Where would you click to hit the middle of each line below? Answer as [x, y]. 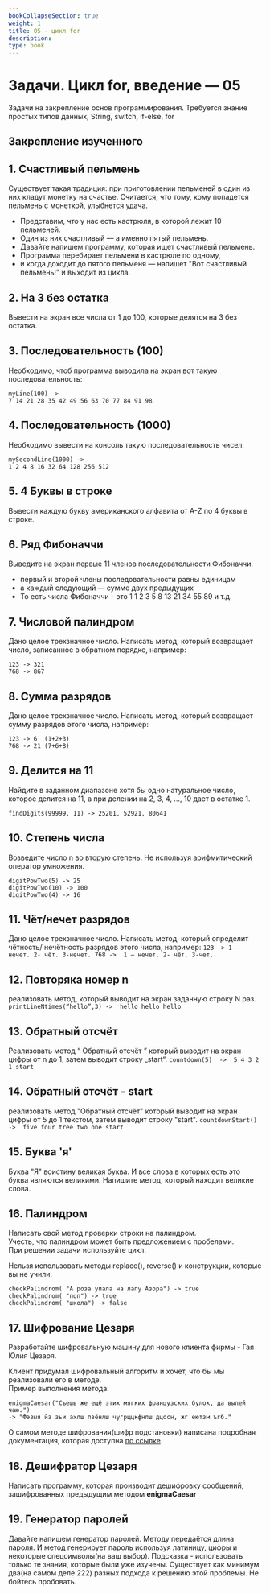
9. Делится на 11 [51, 771]
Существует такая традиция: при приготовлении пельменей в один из [129, 188]
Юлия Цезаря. [33, 1356]
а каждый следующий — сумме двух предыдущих [107, 588]
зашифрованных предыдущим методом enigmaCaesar [102, 1494]
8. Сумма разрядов [60, 696]
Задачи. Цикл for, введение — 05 [125, 86]
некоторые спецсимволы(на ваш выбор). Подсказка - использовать [126, 1555]
